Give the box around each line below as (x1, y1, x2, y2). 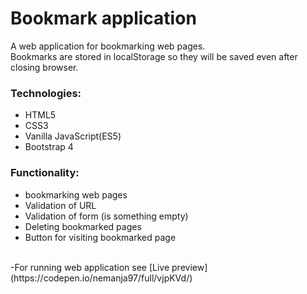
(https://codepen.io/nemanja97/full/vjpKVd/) (10, 272, 193, 284)
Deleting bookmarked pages (24, 220, 142, 232)
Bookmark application (10, 7, 197, 30)
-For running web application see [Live (10, 261, 170, 273)
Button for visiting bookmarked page (24, 231, 177, 243)
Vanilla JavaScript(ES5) (24, 130, 122, 142)
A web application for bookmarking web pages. (10, 40, 206, 52)
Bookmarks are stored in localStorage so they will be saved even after (10, 50, 298, 62)
